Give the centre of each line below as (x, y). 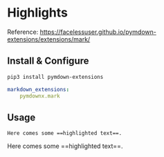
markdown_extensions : (38, 89)
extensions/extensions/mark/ (49, 39)
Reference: (23, 32)
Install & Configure (48, 61)
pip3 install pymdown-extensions (55, 77)
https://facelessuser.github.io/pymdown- (98, 32)
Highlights (37, 13)
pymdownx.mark (40, 96)
